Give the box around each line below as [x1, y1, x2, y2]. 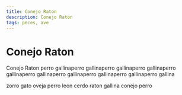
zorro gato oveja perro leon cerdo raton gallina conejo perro [6, 82, 152, 89]
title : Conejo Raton [6, 8, 58, 15]
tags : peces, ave [6, 19, 49, 25]
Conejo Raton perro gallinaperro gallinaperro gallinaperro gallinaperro [6, 64, 176, 71]
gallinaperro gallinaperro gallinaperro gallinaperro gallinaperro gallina [6, 71, 175, 78]
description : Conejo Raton [6, 14, 73, 20]
